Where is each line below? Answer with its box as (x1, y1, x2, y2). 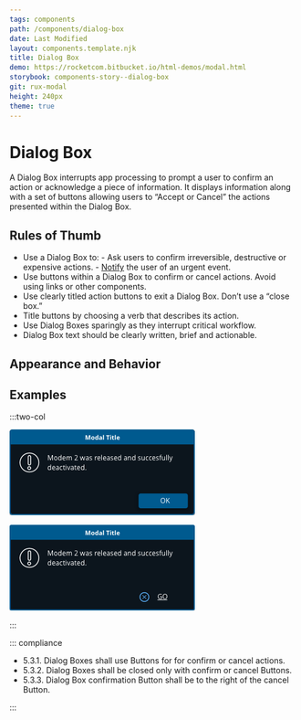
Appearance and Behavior (9, 356, 161, 372)
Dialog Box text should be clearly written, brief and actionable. (22, 330, 257, 341)
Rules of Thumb (9, 228, 102, 243)
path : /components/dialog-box (9, 24, 125, 34)
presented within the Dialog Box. (9, 201, 132, 212)
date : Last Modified (9, 34, 88, 43)
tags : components (9, 15, 76, 24)
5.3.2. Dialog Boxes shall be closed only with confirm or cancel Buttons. (22, 665, 293, 676)
